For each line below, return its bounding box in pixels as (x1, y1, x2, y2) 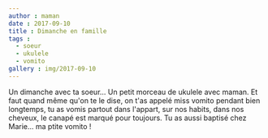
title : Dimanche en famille (8, 27, 107, 35)
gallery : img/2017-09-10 (8, 65, 96, 73)
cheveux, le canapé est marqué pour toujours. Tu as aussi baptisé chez (8, 113, 247, 123)
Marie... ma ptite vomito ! (8, 121, 92, 131)
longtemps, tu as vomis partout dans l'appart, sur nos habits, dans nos (8, 104, 244, 114)
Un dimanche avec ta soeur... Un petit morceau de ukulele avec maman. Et (8, 87, 258, 97)
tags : (8, 34, 31, 43)
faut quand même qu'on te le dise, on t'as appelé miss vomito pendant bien (8, 95, 261, 106)
